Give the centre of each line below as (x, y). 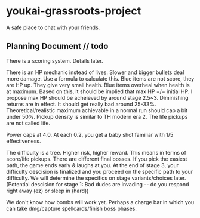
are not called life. (28, 123)
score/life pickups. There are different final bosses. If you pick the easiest (97, 159)
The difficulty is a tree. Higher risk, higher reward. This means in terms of (96, 152)
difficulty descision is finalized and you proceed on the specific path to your (99, 171)
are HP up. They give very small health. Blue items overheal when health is (98, 85)
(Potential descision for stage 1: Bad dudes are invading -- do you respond (98, 184)
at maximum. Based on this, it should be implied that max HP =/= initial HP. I (99, 91)
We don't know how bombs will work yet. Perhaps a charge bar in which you (100, 202)
